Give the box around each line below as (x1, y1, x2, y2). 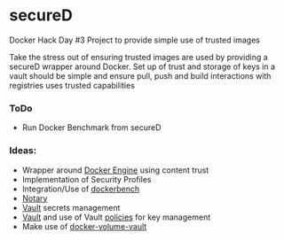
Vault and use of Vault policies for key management (21, 212, 211, 222)
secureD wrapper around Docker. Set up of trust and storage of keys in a (9, 61, 276, 72)
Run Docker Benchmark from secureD (21, 122, 162, 133)
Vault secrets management (21, 202, 121, 213)
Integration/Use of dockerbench (21, 183, 140, 194)
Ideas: (9, 144, 37, 157)
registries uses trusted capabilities (9, 80, 136, 90)
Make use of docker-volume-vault (21, 221, 147, 231)
